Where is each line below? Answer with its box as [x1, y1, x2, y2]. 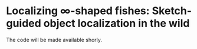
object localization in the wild [43, 17, 190, 30]
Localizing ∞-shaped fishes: [6, 4, 150, 18]
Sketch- [152, 4, 192, 18]
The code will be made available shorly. [6, 36, 102, 43]
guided [6, 17, 41, 30]
